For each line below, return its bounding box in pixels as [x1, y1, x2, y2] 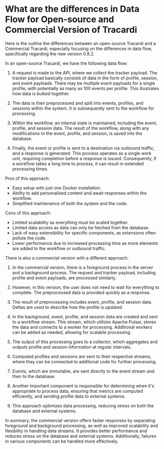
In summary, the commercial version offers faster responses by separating [5, 417, 156, 423]
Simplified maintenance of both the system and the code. [12, 200, 128, 206]
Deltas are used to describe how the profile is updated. [12, 304, 123, 310]
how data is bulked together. [12, 91, 70, 96]
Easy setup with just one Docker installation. [12, 185, 102, 190]
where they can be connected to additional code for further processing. [12, 358, 157, 364]
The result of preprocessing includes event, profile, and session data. [12, 299, 153, 305]
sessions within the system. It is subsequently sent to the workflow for [12, 105, 154, 111]
